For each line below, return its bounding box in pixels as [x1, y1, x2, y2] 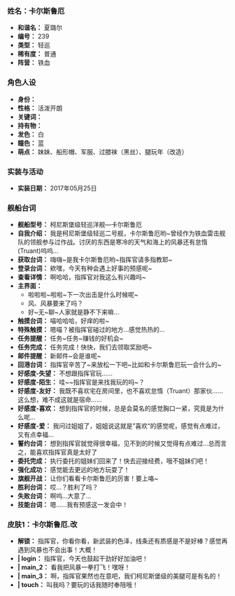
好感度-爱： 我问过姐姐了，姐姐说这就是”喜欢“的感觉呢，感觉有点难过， [17, 422, 224, 430]
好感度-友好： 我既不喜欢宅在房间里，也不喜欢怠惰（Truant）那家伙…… [17, 387, 224, 395]
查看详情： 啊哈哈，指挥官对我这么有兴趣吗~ [17, 273, 146, 282]
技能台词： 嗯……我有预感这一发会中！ [17, 501, 128, 509]
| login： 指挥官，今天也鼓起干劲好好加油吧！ [17, 555, 148, 563]
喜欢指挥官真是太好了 [36, 448, 98, 457]
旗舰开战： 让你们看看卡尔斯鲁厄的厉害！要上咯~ [17, 474, 159, 483]
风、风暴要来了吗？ [27, 299, 84, 307]
